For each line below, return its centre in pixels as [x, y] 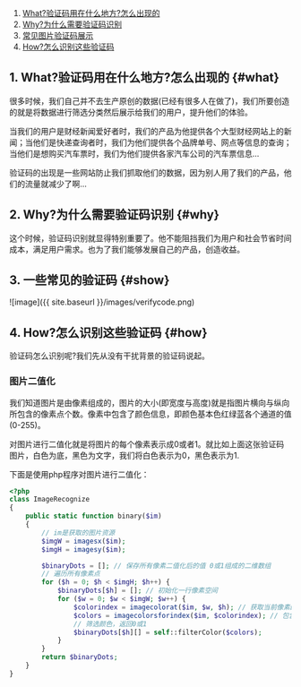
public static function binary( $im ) [94, 516]
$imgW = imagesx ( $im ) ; [84, 541]
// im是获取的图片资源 [78, 532]
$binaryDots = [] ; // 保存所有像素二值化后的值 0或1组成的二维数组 [156, 566]
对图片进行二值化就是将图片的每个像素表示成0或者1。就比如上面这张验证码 [147, 444]
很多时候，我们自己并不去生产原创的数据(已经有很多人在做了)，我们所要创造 [150, 100]
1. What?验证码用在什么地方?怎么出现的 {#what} [144, 77]
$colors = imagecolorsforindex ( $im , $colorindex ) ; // [176, 615]
